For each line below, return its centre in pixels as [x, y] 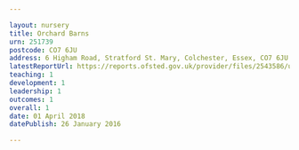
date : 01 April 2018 [48, 116]
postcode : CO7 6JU [43, 50]
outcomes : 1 [31, 99]
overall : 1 [29, 107]
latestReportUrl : [41, 67]
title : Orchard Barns [49, 33]
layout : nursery [39, 25]
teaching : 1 [31, 75]
